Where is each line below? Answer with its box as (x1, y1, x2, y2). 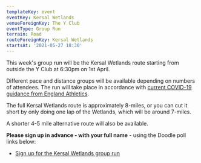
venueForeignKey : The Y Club (6, 20, 80, 26)
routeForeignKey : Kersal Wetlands (6, 37, 94, 43)
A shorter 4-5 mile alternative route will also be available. (6, 120, 148, 127)
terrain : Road (6, 31, 42, 37)
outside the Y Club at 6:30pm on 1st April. (6, 65, 110, 72)
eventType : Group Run (6, 25, 61, 32)
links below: (6, 138, 36, 145)
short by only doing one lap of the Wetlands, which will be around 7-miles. (6, 108, 192, 115)
